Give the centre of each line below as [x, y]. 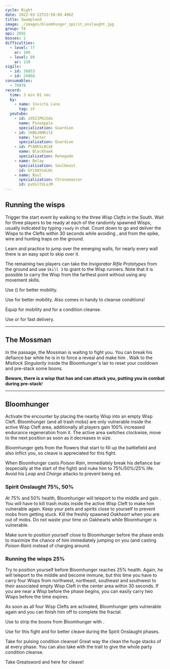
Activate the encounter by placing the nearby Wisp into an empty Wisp [79, 416]
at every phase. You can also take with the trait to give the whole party [79, 647]
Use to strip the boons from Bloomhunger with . [55, 622]
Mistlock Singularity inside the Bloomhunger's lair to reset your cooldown [82, 363]
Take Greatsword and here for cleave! [45, 662]
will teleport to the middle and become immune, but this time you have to [81, 575]
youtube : [19, 114]
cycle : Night [19, 10]
